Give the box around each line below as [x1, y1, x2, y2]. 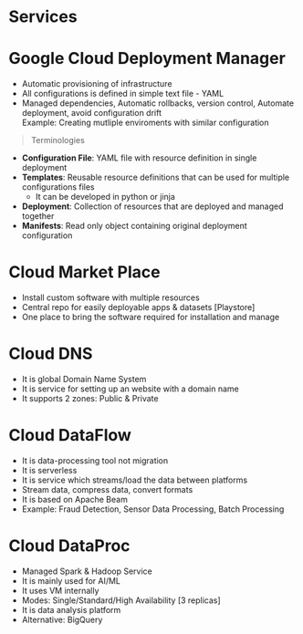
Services [8, 6, 78, 27]
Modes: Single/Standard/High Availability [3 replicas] [21, 595, 221, 606]
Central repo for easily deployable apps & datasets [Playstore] [21, 302, 256, 313]
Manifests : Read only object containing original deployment [21, 221, 247, 232]
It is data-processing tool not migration [21, 454, 169, 466]
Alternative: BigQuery [21, 614, 103, 625]
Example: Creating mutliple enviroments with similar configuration [21, 117, 270, 129]
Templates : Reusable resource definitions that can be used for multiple [21, 171, 290, 183]
